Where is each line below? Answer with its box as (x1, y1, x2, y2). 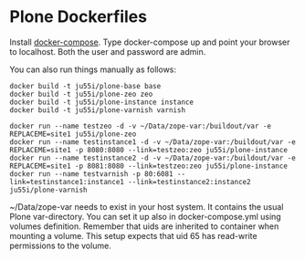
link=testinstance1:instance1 (9, 177, 125, 186)
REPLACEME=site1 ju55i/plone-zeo (9, 130, 137, 139)
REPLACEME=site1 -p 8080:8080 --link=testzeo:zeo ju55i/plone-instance (9, 145, 288, 154)
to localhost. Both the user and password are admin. (9, 46, 206, 57)
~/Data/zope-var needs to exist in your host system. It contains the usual (9, 201, 284, 212)
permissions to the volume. (9, 240, 111, 251)
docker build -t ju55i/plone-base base (9, 81, 162, 90)
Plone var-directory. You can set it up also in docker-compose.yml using (9, 211, 281, 222)
